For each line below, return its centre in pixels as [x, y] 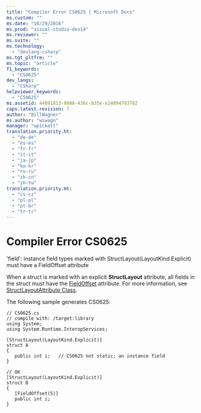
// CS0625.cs [23, 313]
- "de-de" [24, 138]
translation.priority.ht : [39, 132]
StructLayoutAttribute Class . [42, 290]
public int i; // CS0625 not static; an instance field [90, 356]
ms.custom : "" [24, 18]
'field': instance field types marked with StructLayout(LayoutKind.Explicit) [99, 259]
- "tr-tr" [24, 211]
